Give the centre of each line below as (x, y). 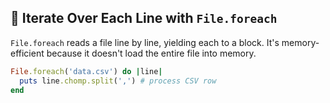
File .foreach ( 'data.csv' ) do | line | (86, 71)
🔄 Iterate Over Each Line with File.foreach (144, 18)
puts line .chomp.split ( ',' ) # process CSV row (118, 81)
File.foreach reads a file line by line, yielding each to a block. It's (145, 42)
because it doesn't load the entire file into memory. (151, 53)
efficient (27, 53)
